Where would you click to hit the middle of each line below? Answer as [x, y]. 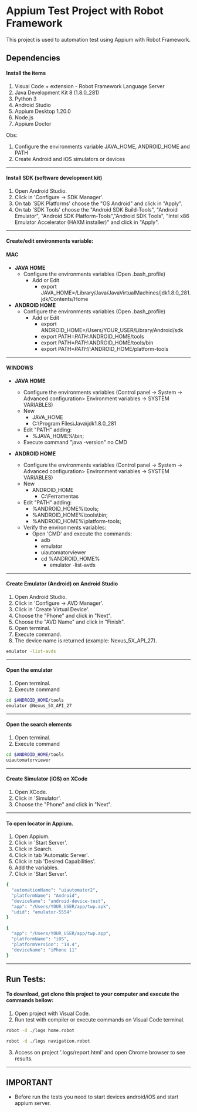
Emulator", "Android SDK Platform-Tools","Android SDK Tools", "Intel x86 [102, 216]
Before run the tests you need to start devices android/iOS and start [96, 1097]
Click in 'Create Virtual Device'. [52, 609]
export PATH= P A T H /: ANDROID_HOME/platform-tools [105, 349]
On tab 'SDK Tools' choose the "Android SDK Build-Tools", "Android [96, 209]
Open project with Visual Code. [52, 1014]
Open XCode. [31, 792]
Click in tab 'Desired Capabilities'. [55, 862]
